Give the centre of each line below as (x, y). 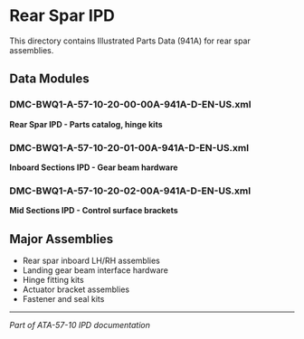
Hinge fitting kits (53, 280)
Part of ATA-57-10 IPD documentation (80, 325)
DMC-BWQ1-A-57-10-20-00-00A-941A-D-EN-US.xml (130, 105)
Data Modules (50, 79)
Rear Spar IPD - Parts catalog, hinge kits (86, 124)
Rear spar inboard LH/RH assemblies (91, 261)
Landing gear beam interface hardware (95, 270)
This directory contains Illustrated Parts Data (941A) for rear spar (130, 41)
